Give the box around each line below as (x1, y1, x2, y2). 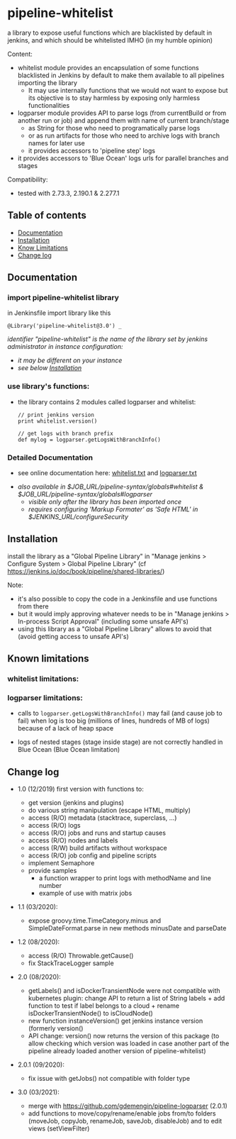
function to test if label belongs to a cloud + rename (28, 1001, 179, 1010)
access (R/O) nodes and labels (28, 836, 118, 845)
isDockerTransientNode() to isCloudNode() (28, 1009, 154, 1018)
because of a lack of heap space (17, 724, 114, 733)
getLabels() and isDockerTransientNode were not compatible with (28, 987, 221, 995)
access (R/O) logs (28, 821, 82, 830)
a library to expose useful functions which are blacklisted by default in (7, 28, 213, 37)
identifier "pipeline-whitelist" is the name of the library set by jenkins (7, 335, 208, 343)
